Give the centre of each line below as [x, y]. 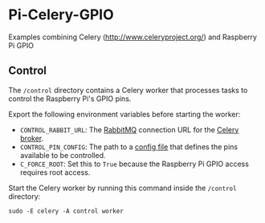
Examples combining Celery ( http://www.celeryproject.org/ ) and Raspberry [132, 37]
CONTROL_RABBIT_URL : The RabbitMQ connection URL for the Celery [129, 129]
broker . [32, 138]
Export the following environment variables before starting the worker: [124, 114]
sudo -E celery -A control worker [66, 211]
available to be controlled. [63, 155]
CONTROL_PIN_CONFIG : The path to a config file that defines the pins [129, 147]
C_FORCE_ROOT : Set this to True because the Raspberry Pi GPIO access [134, 164]
